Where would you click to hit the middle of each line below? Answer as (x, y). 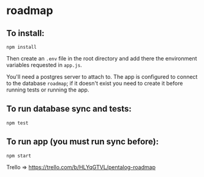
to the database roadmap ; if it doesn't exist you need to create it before (95, 83)
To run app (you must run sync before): (83, 142)
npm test (17, 123)
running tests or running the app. (48, 90)
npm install (21, 47)
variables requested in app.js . (44, 65)
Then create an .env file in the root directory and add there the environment (102, 58)
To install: (25, 33)
